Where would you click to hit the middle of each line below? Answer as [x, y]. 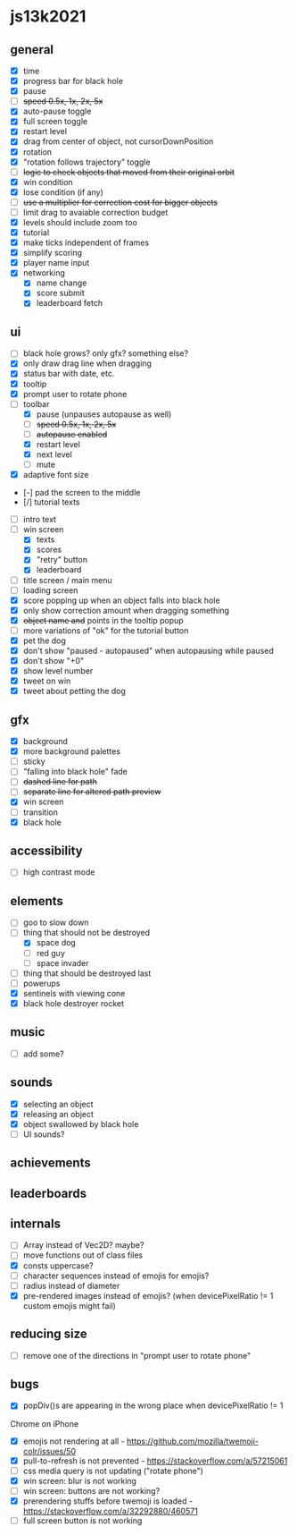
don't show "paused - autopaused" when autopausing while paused [148, 650]
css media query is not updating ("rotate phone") [113, 1471]
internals [36, 1223]
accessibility [46, 851]
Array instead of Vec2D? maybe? [83, 1245]
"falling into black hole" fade [75, 772]
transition [41, 812]
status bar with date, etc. [69, 374]
